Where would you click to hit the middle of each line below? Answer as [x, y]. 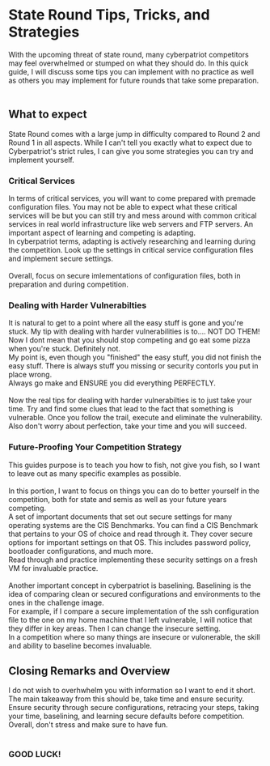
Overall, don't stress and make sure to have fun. [88, 725]
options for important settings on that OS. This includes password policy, [130, 542]
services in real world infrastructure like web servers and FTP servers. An [131, 224]
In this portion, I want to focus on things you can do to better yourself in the [134, 491]
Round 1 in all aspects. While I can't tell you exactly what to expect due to [130, 143]
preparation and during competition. [69, 284]
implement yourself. [41, 160]
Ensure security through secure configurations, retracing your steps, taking [134, 708]
